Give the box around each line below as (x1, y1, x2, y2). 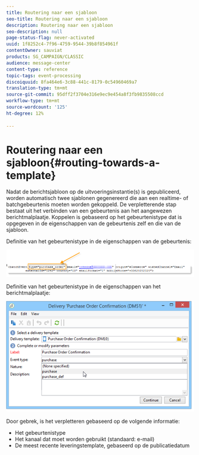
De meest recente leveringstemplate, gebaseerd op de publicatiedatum (14, 442, 190, 449)
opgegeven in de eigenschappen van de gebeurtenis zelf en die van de (6, 220, 181, 227)
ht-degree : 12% (6, 110, 44, 116)
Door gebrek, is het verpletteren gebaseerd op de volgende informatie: (6, 417, 180, 425)
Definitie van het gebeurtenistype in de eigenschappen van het (6, 283, 161, 290)
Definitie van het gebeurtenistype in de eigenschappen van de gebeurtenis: (6, 238, 192, 245)
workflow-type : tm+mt (6, 98, 60, 104)
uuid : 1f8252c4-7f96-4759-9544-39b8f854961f (6, 41, 119, 47)
